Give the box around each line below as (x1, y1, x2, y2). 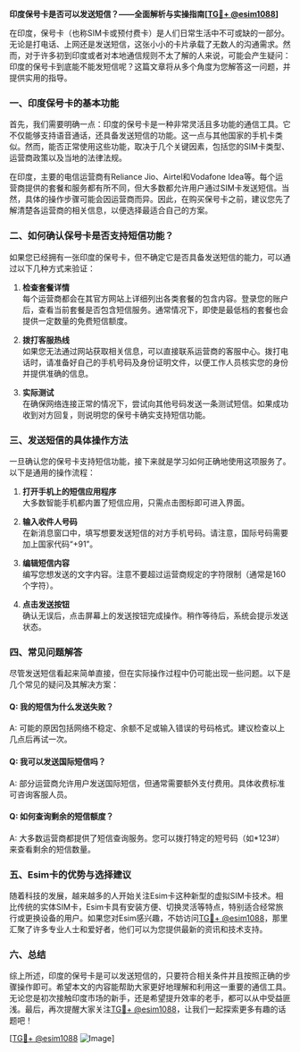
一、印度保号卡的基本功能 (9, 97, 120, 109)
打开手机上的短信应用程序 (21, 486, 117, 496)
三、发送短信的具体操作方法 (9, 434, 129, 446)
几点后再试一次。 (9, 734, 72, 745)
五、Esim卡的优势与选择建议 (9, 868, 132, 880)
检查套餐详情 (21, 282, 70, 293)
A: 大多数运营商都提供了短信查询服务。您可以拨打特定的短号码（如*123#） (9, 832, 285, 844)
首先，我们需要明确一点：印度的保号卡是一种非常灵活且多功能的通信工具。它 (9, 119, 291, 130)
